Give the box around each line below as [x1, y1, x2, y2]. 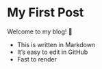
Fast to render [16, 55, 57, 63]
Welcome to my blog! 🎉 [7, 27, 73, 36]
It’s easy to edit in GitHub [16, 48, 88, 56]
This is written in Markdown [16, 40, 96, 49]
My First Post [7, 5, 84, 20]
